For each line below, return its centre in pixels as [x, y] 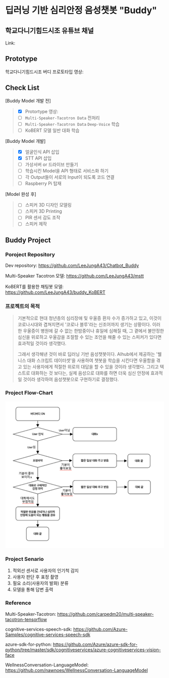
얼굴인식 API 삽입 [42, 151]
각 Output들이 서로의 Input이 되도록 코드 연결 [70, 177]
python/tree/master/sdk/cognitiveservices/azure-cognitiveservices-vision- [83, 650]
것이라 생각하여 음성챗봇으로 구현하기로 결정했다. [71, 380]
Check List [22, 88]
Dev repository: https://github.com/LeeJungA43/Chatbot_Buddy [72, 266]
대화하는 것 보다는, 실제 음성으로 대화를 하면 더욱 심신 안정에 [90, 373]
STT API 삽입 [38, 158]
